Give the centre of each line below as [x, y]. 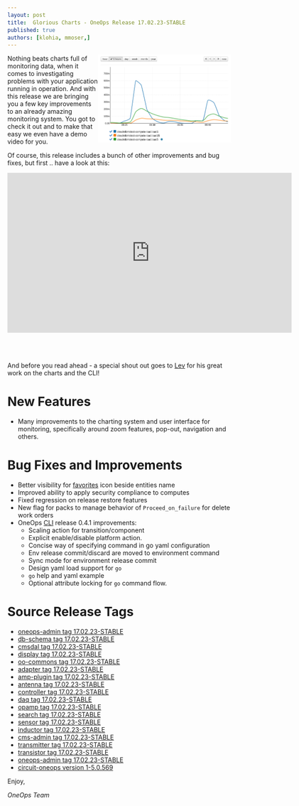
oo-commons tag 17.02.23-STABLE [69, 662]
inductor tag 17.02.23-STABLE [61, 730]
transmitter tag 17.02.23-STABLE [65, 745]
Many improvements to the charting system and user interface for [114, 421]
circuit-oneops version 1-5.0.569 [65, 768]
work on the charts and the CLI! [54, 373]
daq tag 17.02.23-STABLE [55, 699]
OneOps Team [28, 795]
